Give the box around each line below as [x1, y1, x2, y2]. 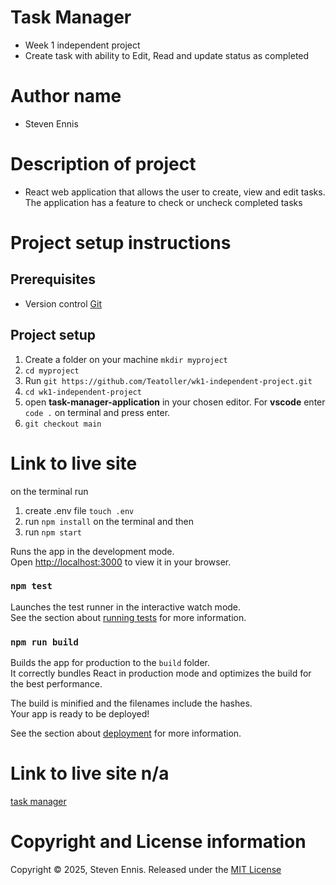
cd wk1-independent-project [24, 387, 142, 397]
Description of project [10, 153, 197, 176]
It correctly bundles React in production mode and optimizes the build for [10, 667, 312, 680]
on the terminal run [10, 485, 89, 497]
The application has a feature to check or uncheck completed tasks [24, 196, 303, 208]
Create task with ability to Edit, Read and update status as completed [24, 49, 310, 61]
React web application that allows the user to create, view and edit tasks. [24, 186, 326, 198]
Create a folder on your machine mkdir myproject [24, 353, 228, 365]
